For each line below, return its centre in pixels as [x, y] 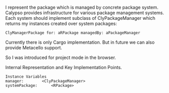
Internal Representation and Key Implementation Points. [64, 67]
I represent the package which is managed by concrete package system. [82, 7]
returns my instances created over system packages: [61, 23]
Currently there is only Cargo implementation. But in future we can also [80, 42]
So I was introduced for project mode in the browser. [61, 57]
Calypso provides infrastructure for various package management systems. [85, 13]
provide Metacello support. [34, 48]
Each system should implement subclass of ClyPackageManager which [80, 18]
